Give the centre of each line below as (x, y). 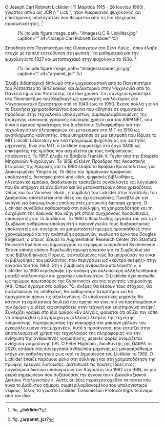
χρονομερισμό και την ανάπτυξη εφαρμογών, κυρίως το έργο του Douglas (81, 234)
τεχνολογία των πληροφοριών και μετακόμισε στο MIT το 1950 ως (72, 130)
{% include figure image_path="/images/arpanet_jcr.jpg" (74, 69)
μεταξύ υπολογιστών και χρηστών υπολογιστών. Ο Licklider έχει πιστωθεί (81, 276)
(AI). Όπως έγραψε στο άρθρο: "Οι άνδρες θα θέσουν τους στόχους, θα (79, 286)
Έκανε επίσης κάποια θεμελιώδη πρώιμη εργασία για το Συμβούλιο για (78, 250)
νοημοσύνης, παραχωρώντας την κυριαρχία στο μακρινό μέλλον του (76, 323)
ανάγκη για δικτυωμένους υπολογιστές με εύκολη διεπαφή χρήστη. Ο (76, 203)
